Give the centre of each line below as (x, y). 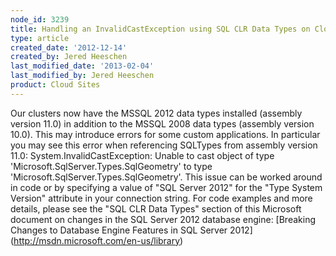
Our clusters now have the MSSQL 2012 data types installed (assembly (156, 113)
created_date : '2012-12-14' (69, 47)
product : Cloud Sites (55, 85)
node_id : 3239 (40, 19)
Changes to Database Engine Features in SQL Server (119, 230)
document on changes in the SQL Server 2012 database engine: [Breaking (163, 219)
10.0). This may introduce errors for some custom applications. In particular (165, 134)
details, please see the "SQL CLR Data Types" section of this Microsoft (156, 208)
